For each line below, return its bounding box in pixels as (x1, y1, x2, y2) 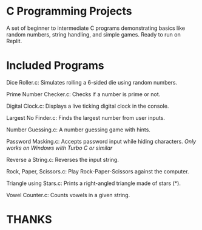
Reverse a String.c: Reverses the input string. (6, 156, 120, 163)
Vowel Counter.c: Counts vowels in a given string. (6, 191, 130, 198)
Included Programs (6, 59, 104, 72)
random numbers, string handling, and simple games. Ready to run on (6, 30, 181, 38)
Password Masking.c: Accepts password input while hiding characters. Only (6, 138, 197, 145)
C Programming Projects (6, 4, 132, 18)
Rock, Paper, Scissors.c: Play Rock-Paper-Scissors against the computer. (6, 167, 189, 175)
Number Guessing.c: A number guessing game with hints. (6, 126, 150, 133)
